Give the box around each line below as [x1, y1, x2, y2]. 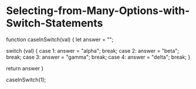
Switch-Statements [6, 16, 103, 30]
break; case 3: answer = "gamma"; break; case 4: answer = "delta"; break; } [6, 53, 191, 60]
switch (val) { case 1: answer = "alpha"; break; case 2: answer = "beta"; [6, 47, 180, 54]
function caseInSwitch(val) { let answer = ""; [6, 36, 114, 43]
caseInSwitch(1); [6, 76, 46, 83]
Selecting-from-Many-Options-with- [6, 4, 190, 18]
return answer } [6, 64, 44, 71]
